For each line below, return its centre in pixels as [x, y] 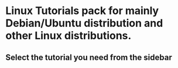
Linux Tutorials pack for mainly [82, 11]
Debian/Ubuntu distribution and [84, 23]
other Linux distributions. [69, 36]
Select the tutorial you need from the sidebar [89, 57]
